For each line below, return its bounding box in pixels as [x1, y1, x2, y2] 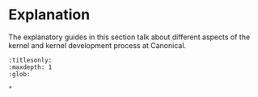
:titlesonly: [8, 56, 53, 64]
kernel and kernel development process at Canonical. [8, 40, 187, 50]
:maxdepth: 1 [8, 63, 53, 71]
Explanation [8, 6, 91, 24]
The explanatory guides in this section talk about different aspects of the [8, 32, 251, 42]
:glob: [8, 70, 31, 78]
